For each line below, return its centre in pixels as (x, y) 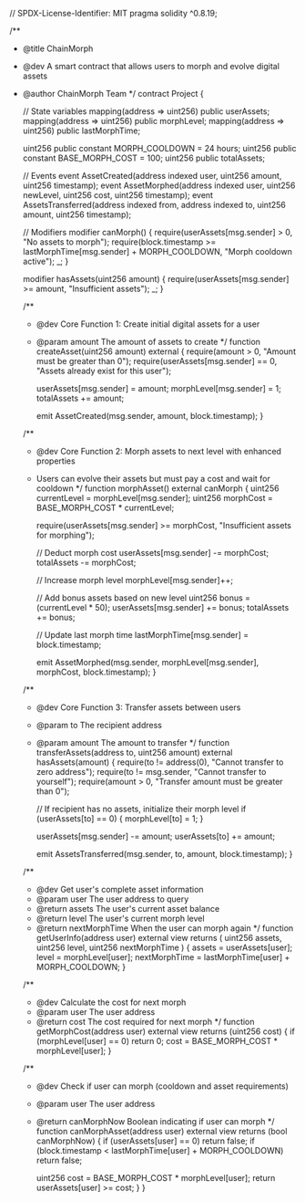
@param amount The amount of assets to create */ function (148, 342)
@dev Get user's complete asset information (120, 889)
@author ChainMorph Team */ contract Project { (113, 94)
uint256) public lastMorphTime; (81, 131)
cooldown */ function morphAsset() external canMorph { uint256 (158, 488)
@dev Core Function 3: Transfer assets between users (138, 707)
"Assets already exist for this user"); (103, 371)
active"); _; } (46, 261)
